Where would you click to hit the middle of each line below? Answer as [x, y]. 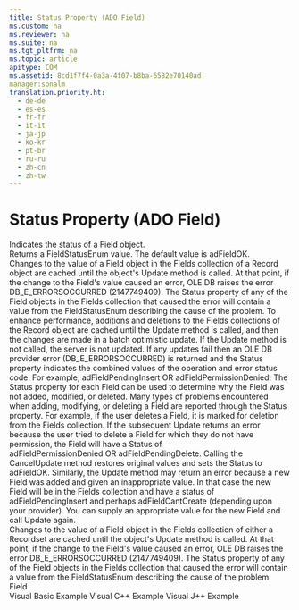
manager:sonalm [37, 84]
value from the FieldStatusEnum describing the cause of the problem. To [143, 311]
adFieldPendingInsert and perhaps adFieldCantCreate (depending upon [141, 501]
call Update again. [42, 521]
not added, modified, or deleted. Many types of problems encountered [139, 397]
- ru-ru [32, 159]
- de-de [32, 101]
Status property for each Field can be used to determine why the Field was [147, 387]
